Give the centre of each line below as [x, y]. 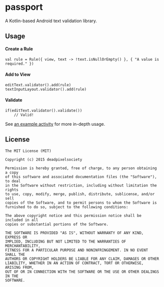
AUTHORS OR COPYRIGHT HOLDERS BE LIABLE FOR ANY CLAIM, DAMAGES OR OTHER [82, 259]
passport [24, 7]
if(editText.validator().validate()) [44, 110]
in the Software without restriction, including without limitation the [81, 185]
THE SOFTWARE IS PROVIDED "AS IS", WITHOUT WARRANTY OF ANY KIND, [74, 233]
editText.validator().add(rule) [38, 85]
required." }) [20, 64]
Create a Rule [19, 49]
